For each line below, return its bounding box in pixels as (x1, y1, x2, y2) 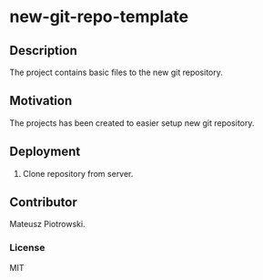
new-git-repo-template (9, 6, 189, 27)
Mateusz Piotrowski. (9, 219, 86, 230)
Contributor (9, 194, 77, 211)
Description (9, 43, 77, 58)
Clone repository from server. (22, 168, 134, 179)
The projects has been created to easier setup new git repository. (9, 117, 255, 129)
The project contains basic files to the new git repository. (9, 67, 223, 78)
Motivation (9, 93, 73, 109)
